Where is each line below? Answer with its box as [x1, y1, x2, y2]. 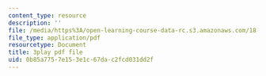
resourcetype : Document [8, 41, 87, 49]
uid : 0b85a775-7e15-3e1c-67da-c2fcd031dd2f [8, 56, 154, 64]
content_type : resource [8, 11, 87, 20]
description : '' [8, 19, 62, 27]
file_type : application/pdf [8, 33, 101, 42]
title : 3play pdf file [8, 48, 83, 56]
